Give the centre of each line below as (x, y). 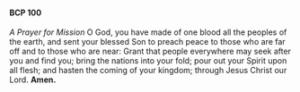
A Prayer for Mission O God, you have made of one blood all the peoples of (148, 32)
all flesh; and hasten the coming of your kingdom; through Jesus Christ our (148, 71)
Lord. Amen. (33, 79)
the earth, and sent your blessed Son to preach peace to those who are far (147, 42)
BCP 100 (26, 13)
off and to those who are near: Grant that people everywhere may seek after (150, 51)
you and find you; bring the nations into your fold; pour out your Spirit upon (148, 61)
